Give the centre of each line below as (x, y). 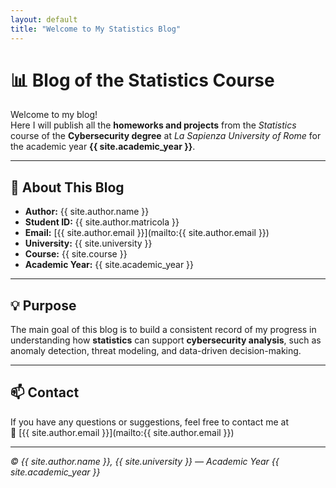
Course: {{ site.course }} (76, 254)
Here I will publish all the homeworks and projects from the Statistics (153, 125)
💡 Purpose (43, 305)
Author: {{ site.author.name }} (87, 212)
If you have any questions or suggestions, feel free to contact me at (149, 422)
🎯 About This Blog (67, 187)
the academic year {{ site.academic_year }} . (103, 147)
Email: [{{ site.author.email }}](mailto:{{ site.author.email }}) (147, 233)
